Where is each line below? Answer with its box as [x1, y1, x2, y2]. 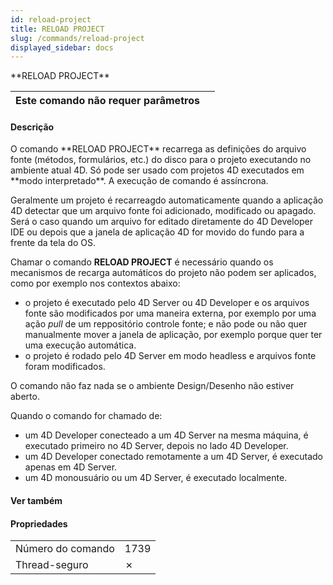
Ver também [10, 495, 63, 507]
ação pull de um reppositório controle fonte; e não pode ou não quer [24, 318, 308, 330]
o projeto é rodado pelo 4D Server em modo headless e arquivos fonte [24, 350, 317, 362]
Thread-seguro [15, 558, 89, 572]
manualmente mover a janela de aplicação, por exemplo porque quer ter [24, 329, 323, 341]
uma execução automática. [24, 339, 137, 351]
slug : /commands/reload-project [10, 33, 145, 43]
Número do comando [15, 542, 115, 556]
